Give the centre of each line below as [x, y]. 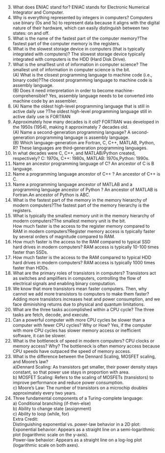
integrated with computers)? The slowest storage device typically [79, 54]
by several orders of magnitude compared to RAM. [64, 237]
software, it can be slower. [40, 335]
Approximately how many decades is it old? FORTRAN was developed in [86, 122]
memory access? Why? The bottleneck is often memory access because [86, 346]
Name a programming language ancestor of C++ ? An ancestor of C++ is [86, 174]
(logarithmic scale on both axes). [46, 445]
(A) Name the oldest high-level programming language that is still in [81, 106]
